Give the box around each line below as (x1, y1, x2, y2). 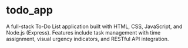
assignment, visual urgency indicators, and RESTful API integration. (6, 35, 169, 42)
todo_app (6, 4, 53, 17)
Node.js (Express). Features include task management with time (6, 29, 161, 36)
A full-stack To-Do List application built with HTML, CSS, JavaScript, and (6, 23, 183, 30)
